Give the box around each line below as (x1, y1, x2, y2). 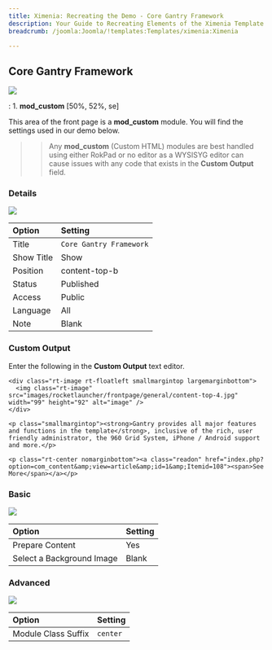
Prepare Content (12, 539, 76, 551)
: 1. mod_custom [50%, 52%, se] (8, 101, 120, 111)
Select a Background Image (12, 553, 118, 564)
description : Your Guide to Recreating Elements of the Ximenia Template (8, 20, 265, 28)
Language (12, 305, 51, 316)
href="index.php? (204, 455, 265, 463)
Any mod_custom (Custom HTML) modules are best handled (48, 142, 254, 152)
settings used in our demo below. (8, 125, 121, 135)
